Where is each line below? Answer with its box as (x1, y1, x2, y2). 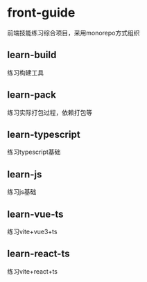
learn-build (7, 49, 57, 61)
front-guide (7, 5, 76, 21)
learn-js (7, 168, 42, 180)
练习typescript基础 (7, 148, 61, 157)
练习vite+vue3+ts (7, 227, 58, 236)
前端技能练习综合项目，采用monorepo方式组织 (7, 28, 140, 37)
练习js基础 (7, 188, 37, 196)
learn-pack (7, 89, 57, 101)
